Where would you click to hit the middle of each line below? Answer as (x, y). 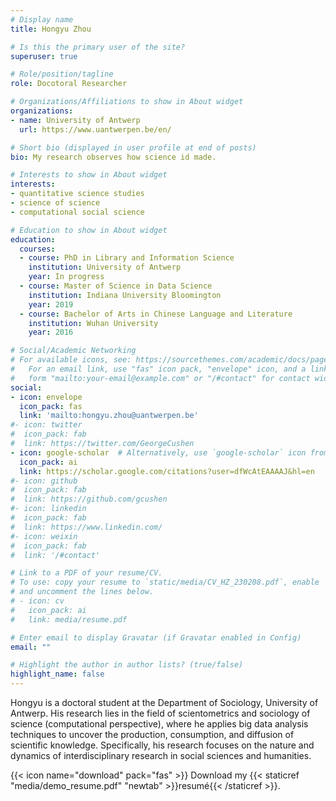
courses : (37, 249)
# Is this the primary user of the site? (98, 47)
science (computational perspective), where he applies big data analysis (159, 724)
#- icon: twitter (46, 425)
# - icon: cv (37, 601)
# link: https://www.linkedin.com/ (86, 527)
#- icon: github (44, 481)
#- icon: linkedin (48, 509)
